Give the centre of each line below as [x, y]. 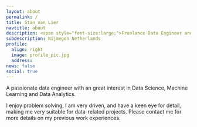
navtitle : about [26, 28]
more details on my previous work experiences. [64, 118]
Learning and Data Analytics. [41, 94]
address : [22, 60]
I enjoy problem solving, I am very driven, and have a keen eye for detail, [94, 105]
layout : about [23, 11]
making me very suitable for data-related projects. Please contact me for [94, 112]
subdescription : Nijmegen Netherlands [53, 39]
